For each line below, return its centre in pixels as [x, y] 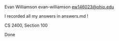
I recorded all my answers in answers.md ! [46, 16]
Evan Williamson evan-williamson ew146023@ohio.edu [59, 7]
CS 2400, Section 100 [26, 25]
